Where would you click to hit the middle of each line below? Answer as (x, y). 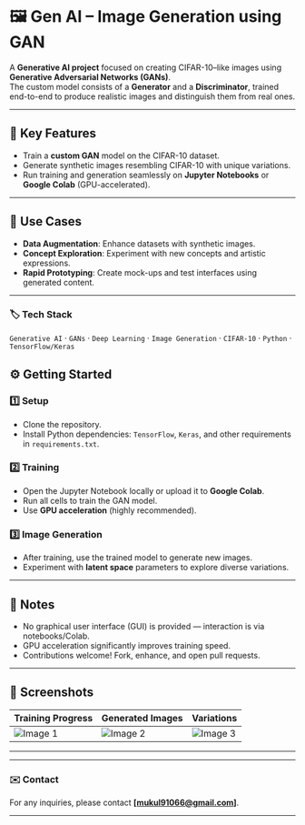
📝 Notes (32, 604)
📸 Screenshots (52, 693)
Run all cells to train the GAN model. (90, 500)
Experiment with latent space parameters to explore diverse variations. (156, 568)
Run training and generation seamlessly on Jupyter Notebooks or (146, 175)
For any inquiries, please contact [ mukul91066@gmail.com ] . (124, 803)
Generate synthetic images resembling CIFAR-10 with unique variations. (157, 165)
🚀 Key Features (53, 133)
